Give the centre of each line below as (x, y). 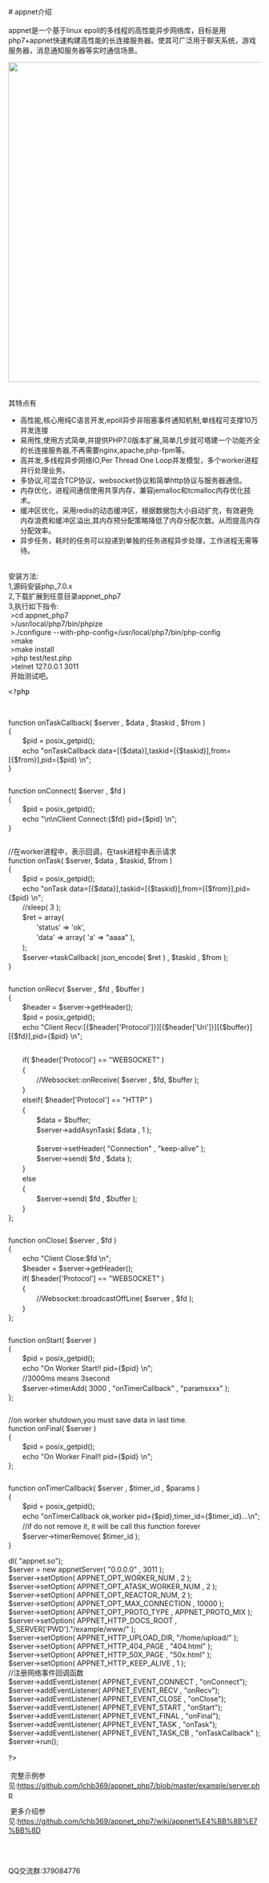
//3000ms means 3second (66, 1378)
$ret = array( (43, 917)
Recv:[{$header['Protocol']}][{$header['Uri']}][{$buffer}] (159, 1027)
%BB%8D (25, 1830)
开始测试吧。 (31, 676)
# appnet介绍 (30, 12)
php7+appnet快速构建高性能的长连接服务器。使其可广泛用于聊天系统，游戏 (132, 40)
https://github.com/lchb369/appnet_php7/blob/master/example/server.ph (139, 1785)
